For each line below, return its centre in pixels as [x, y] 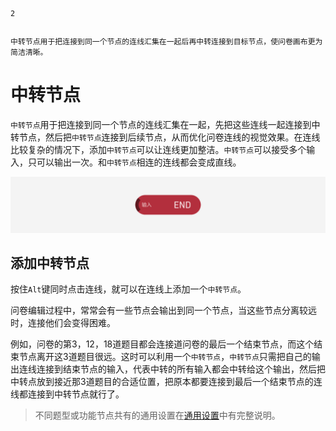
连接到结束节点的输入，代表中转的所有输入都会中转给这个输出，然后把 [181, 369]
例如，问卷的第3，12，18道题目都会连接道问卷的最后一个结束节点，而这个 [162, 344]
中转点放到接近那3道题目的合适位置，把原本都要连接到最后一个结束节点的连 [166, 382]
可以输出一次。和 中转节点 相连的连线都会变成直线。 [139, 162]
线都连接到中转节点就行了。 [67, 394]
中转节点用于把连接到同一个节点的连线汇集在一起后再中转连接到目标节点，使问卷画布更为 [166, 42]
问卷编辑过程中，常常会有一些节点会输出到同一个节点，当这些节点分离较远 [163, 310]
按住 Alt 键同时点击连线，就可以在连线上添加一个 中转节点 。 [128, 289]
